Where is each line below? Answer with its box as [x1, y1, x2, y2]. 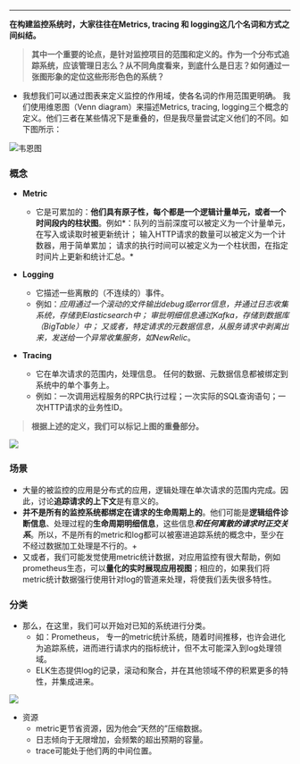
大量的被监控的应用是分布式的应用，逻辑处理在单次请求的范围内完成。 [21, 484, 281, 495]
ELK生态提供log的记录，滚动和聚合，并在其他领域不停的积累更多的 [35, 665, 281, 676]
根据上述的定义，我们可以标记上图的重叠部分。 [30, 421, 204, 432]
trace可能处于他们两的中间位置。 [35, 745, 157, 756]
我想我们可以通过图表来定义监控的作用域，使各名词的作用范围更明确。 [21, 90, 281, 101]
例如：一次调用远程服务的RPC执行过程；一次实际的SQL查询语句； [35, 390, 279, 402]
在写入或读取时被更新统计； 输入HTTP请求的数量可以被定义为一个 [35, 229, 279, 239]
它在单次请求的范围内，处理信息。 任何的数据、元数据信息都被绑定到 [35, 368, 288, 380]
